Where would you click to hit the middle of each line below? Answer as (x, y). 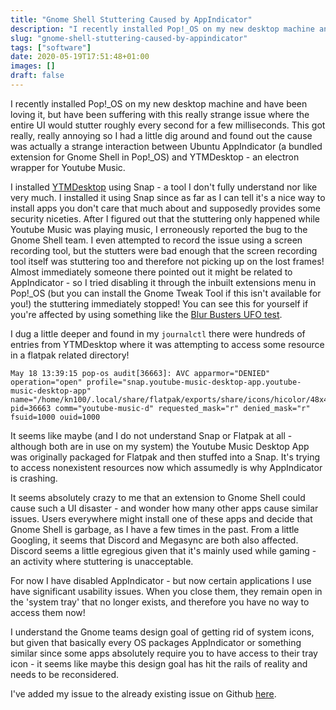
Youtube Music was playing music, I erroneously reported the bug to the (159, 229)
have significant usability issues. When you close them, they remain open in (166, 591)
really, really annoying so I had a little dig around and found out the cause (161, 135)
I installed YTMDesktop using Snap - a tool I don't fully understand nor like (164, 187)
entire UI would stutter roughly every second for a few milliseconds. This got (168, 125)
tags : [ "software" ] (51, 47)
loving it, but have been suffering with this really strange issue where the (160, 114)
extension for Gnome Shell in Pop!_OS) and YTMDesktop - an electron (155, 157)
